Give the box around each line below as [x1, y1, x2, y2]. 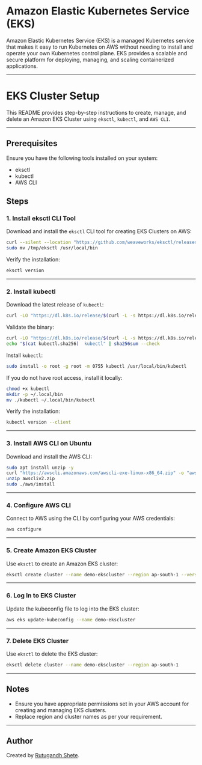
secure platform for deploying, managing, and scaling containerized [6, 56, 174, 63]
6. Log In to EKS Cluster [6, 591, 76, 600]
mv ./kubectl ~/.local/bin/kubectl [6, 397, 96, 403]
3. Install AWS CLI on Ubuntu [6, 439, 92, 448]
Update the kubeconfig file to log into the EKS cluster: [6, 605, 139, 612]
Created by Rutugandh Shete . [6, 752, 80, 759]
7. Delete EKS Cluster [6, 636, 69, 645]
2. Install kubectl [6, 287, 56, 296]
